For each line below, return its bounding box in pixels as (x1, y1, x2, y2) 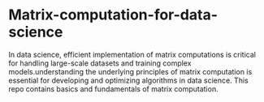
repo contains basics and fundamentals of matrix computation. (8, 83, 219, 94)
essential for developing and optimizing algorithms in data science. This (8, 75, 249, 85)
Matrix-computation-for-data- (8, 6, 218, 24)
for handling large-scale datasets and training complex (8, 58, 192, 68)
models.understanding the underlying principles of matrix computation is (8, 66, 253, 76)
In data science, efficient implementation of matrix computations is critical (8, 49, 256, 59)
